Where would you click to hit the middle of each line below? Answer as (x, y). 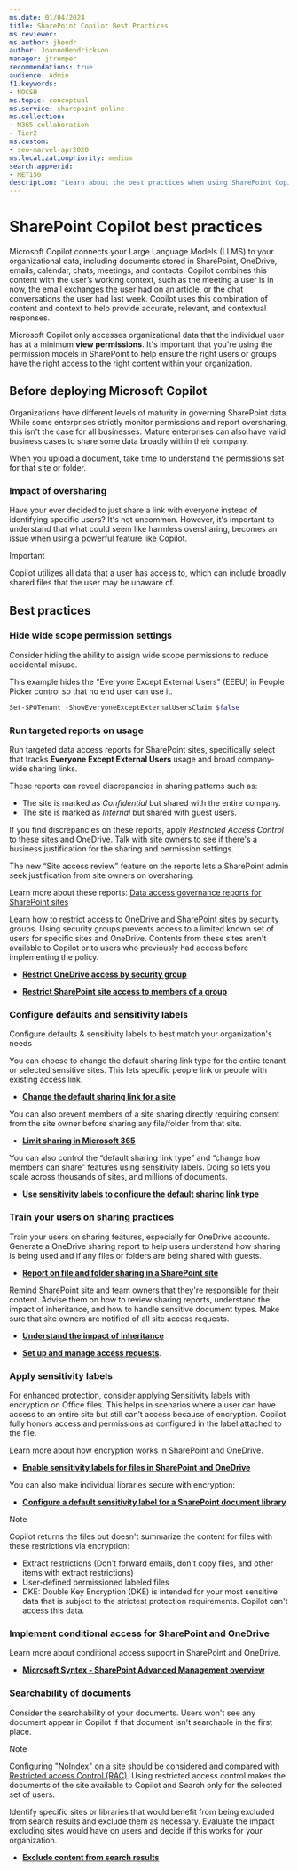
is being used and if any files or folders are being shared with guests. (135, 1255)
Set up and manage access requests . (92, 1352)
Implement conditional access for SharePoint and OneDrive (140, 1633)
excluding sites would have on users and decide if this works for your (136, 1830)
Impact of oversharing (58, 490)
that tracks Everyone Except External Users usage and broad (122, 759)
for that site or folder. (48, 467)
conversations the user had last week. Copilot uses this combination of (139, 299)
